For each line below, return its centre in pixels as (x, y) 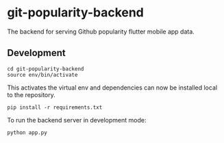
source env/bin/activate (42, 75)
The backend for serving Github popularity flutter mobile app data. (101, 31)
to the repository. (32, 94)
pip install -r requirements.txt (55, 107)
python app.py (27, 132)
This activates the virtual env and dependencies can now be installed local (112, 88)
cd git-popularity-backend (46, 69)
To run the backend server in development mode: (77, 120)
